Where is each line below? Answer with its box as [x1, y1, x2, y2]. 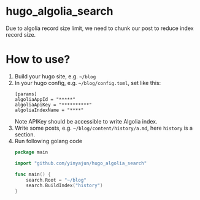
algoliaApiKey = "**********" [14, 102, 93, 108]
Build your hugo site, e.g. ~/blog [14, 72, 96, 80]
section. [14, 130, 36, 138]
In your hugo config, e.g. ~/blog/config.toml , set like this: [14, 79, 161, 86]
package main [14, 149, 48, 155]
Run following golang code [14, 137, 83, 144]
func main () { [14, 171, 51, 177]
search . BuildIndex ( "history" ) [26, 182, 103, 189]
